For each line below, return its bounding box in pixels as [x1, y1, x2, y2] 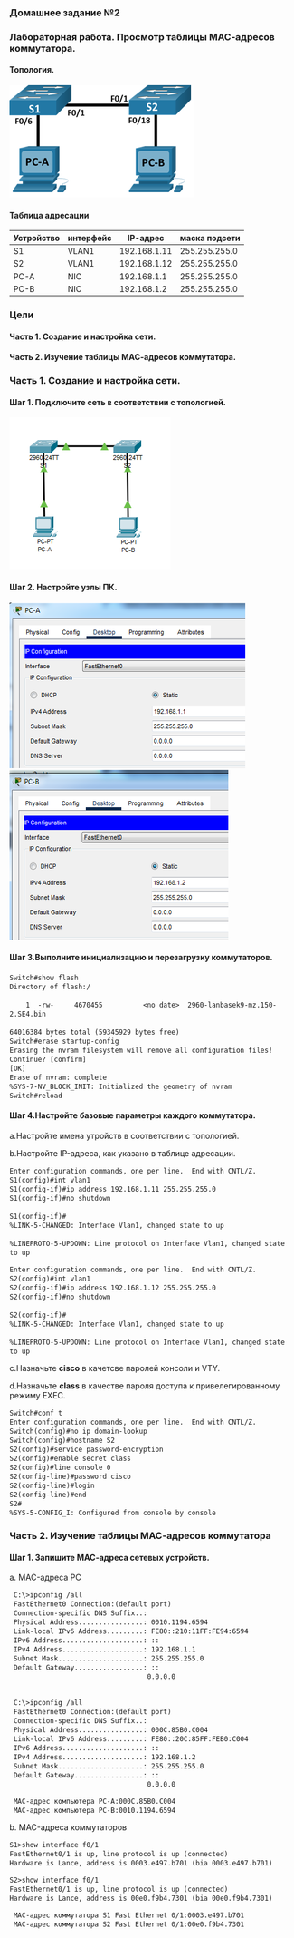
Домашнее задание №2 [9, 6, 120, 19]
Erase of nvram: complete [9, 1073, 107, 1082]
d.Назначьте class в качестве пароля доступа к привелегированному [9, 1380, 280, 1391]
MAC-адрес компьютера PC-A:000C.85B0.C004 [13, 1797, 176, 1807]
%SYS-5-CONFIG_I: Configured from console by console [9, 1508, 217, 1518]
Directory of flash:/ [9, 982, 91, 991]
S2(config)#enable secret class [9, 1454, 131, 1464]
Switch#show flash [9, 973, 79, 982]
